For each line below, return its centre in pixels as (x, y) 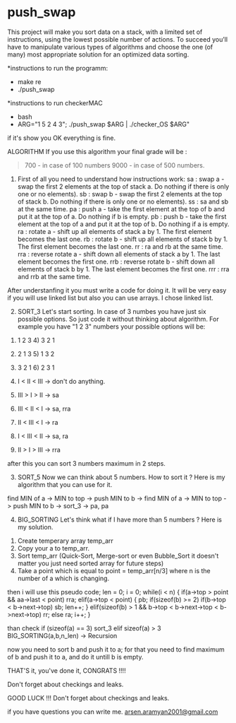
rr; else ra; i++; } (67, 614)
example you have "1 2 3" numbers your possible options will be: (111, 327)
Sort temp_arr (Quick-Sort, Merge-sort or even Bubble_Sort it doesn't (118, 556)
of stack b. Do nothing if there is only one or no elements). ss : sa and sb (123, 201)
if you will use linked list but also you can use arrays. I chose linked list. (110, 298)
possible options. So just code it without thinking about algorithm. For (118, 319)
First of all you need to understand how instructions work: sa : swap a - (121, 179)
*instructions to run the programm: (57, 68)
